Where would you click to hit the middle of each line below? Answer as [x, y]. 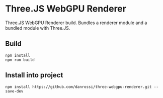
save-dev [14, 91]
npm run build [20, 60]
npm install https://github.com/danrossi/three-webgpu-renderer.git [78, 87]
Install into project [34, 75]
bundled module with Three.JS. [38, 28]
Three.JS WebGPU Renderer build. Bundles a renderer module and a [76, 23]
